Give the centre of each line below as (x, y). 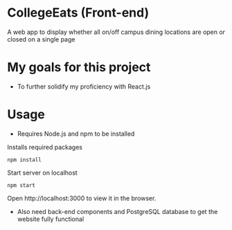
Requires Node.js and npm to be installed (76, 134)
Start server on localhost (42, 172)
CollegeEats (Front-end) (78, 13)
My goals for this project (79, 68)
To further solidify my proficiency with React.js (84, 86)
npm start (21, 185)
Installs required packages (45, 147)
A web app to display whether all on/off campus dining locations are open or (116, 32)
